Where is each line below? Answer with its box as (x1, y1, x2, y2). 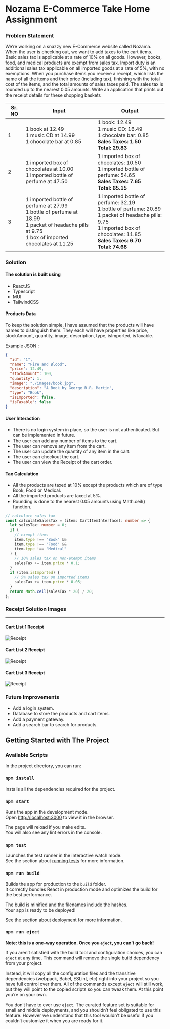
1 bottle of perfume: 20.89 (97, 205, 161, 212)
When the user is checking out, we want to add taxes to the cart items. (5, 49, 153, 55)
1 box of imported (25, 234, 68, 241)
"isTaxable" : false (10, 399, 51, 404)
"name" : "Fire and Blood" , (10, 362, 67, 367)
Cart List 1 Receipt (5, 623, 44, 630)
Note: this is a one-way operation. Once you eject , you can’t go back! (5, 940, 154, 946)
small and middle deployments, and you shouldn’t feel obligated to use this (5, 1007, 161, 1013)
